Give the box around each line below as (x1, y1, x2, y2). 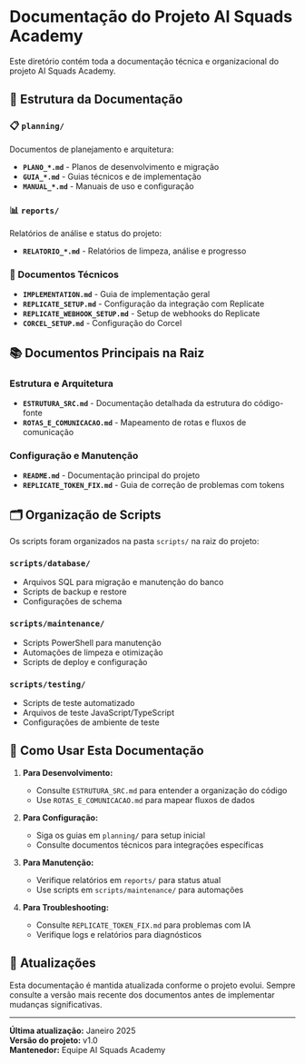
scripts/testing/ (9, 679, 86, 690)
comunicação (22, 426, 74, 437)
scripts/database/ (9, 558, 91, 569)
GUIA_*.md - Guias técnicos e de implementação (22, 171, 202, 182)
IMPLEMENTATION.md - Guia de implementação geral (22, 289, 211, 300)
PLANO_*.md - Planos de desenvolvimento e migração (22, 161, 220, 172)
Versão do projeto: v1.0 (9, 1034, 98, 1046)
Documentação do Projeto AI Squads (9, 6, 293, 27)
